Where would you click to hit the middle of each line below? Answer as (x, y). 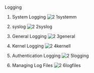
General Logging (29, 36)
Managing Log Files (32, 65)
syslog (19, 26)
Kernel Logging (28, 46)
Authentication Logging (36, 55)
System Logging (29, 17)
